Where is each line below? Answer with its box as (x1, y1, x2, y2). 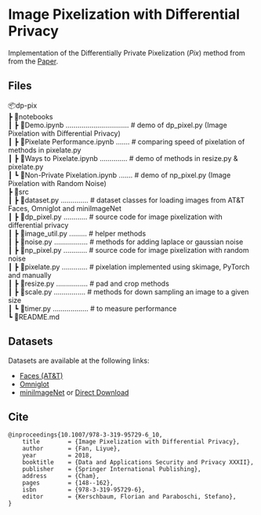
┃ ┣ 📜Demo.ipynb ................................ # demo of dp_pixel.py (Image (8, 120, 227, 130)
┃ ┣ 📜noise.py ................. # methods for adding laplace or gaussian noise (8, 237, 244, 247)
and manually (8, 270, 52, 279)
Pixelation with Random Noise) (8, 178, 107, 188)
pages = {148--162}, (22, 479, 114, 488)
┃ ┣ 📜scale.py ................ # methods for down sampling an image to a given (8, 287, 249, 296)
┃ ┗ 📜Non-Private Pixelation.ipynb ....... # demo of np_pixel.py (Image (8, 170, 231, 180)
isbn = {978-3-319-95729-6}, (22, 486, 146, 494)
